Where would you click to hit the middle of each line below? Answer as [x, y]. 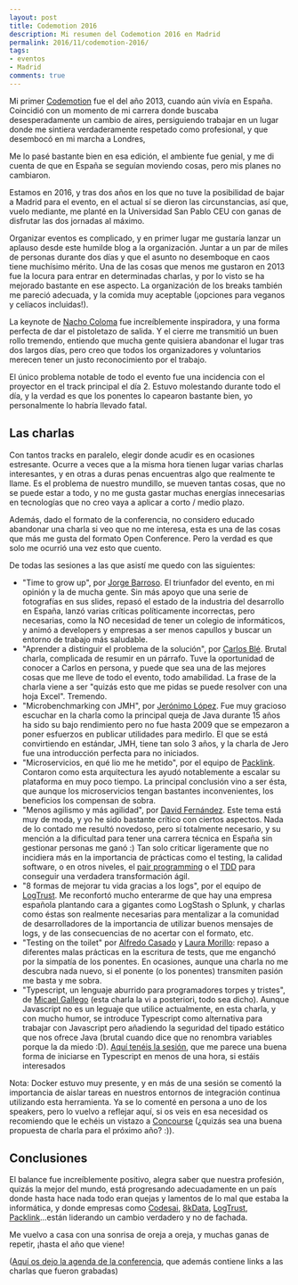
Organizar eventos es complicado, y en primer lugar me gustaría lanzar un [145, 238]
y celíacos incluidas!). [49, 304]
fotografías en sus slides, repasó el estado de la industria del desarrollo [153, 601]
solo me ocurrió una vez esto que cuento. [85, 548]
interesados [44, 1066]
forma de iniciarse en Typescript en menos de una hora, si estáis [141, 1056]
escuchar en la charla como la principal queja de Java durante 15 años [151, 715]
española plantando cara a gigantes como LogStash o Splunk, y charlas [153, 904]
